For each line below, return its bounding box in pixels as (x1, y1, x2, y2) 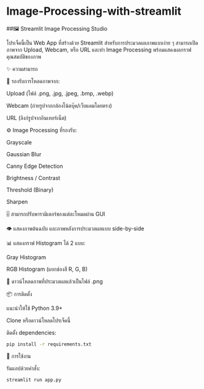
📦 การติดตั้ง (6, 290, 32, 298)
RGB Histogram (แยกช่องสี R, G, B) (6, 265, 88, 273)
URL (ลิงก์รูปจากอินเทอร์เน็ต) (6, 114, 67, 121)
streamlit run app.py (6, 377, 62, 383)
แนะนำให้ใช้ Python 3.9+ (6, 304, 63, 312)
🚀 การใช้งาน (6, 352, 31, 360)
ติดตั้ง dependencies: (6, 329, 57, 336)
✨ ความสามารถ (6, 65, 38, 72)
